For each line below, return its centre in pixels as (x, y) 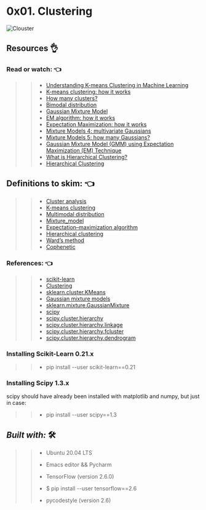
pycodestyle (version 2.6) (78, 500)
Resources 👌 (32, 48)
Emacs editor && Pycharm (79, 465)
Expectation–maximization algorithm (92, 227)
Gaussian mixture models (78, 299)
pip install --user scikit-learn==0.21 (91, 367)
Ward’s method (65, 240)
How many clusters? (72, 98)
